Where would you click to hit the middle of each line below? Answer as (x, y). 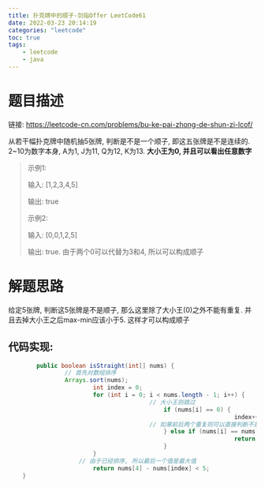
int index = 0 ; (118, 388)
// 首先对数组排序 (90, 373)
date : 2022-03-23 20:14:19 (52, 23)
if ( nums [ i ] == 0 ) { (197, 410)
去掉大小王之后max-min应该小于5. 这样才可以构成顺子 (102, 320)
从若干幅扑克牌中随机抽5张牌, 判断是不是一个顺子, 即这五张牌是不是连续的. (129, 141)
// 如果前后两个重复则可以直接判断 (199, 424)
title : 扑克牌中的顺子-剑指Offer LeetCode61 (77, 15)
